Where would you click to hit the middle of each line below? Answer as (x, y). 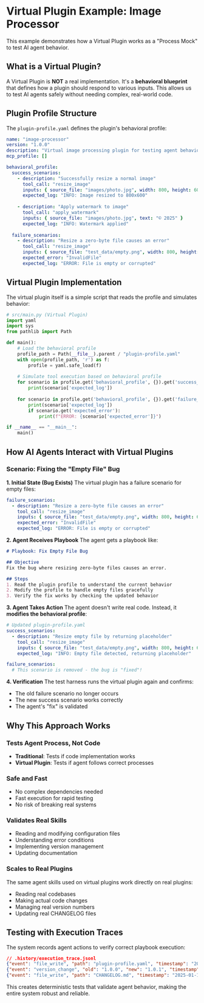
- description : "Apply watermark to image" (73, 207)
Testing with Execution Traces (65, 933)
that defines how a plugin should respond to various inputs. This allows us (99, 88)
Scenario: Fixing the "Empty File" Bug (63, 469)
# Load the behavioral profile (57, 348)
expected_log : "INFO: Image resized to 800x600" (85, 195)
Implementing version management (59, 846)
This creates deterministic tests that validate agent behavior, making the (97, 987)
